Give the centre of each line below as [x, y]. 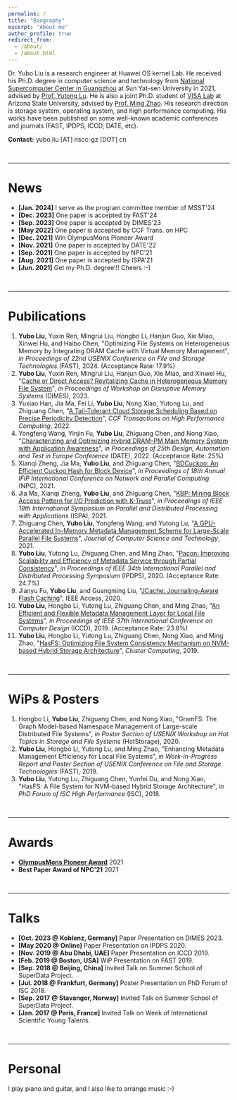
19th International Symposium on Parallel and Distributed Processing [118, 508]
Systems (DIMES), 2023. [54, 396]
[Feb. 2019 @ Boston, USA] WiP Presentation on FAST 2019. [106, 960]
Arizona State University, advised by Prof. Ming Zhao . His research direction [118, 103]
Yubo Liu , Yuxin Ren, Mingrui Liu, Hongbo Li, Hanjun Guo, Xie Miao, [116, 336]
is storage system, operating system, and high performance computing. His [117, 111]
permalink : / [27, 14]
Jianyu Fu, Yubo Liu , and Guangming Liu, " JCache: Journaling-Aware [118, 590]
